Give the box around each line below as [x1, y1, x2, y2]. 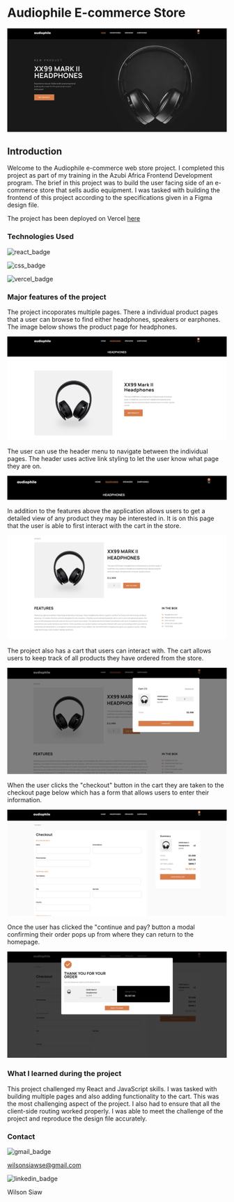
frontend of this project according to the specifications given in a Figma [7, 194, 212, 202]
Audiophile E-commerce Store [7, 5, 186, 21]
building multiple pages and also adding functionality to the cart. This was [7, 1092, 219, 1100]
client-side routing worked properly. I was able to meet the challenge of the [7, 1107, 224, 1115]
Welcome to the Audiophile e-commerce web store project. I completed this [7, 164, 225, 172]
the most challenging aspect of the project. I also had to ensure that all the [7, 1099, 221, 1108]
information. [7, 796, 42, 804]
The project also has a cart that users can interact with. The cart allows [7, 646, 212, 655]
